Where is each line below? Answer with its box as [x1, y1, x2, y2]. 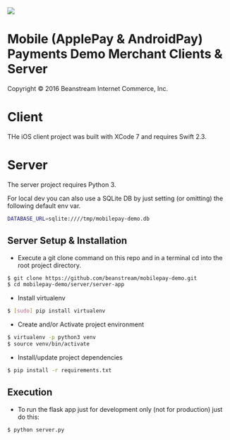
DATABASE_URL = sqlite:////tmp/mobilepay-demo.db [7, 215, 150, 222]
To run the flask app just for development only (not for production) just [17, 405, 223, 413]
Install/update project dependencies [17, 353, 123, 362]
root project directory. [17, 261, 81, 269]
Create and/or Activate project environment [17, 320, 145, 329]
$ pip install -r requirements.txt [7, 367, 112, 374]
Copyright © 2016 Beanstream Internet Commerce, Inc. [7, 84, 168, 92]
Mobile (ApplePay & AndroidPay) [7, 31, 203, 47]
